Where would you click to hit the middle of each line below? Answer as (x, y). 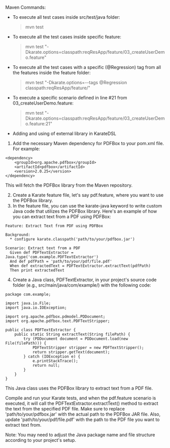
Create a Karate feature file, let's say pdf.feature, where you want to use (88, 195)
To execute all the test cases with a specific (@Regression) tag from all (87, 67)
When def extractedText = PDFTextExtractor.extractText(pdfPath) (80, 266)
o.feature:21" (39, 124)
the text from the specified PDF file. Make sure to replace (65, 409)
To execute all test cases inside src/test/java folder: (66, 17)
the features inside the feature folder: (52, 73)
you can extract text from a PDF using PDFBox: (62, 217)
